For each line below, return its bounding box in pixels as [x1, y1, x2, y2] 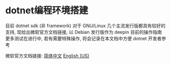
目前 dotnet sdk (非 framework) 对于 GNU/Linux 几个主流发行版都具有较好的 [5, 23, 166, 29]
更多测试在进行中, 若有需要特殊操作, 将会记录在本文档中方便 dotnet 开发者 [5, 35, 162, 41]
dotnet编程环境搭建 [5, 5, 88, 16]
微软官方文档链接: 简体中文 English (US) [5, 52, 90, 59]
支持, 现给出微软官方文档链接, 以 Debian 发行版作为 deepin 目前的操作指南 [5, 29, 162, 35]
